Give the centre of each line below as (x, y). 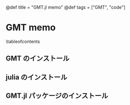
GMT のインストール (38, 59)
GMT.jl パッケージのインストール (57, 96)
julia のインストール (36, 77)
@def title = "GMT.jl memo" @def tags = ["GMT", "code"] (66, 7)
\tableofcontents (23, 41)
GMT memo (31, 28)
